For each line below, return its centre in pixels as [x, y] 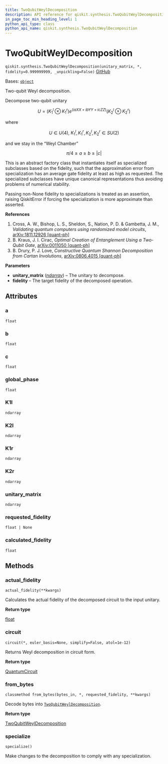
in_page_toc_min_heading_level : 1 [41, 19]
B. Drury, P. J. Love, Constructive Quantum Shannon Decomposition [83, 250]
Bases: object [19, 81]
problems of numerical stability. [38, 184]
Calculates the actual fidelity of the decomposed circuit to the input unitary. [83, 600]
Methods [19, 566]
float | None [19, 528]
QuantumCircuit [21, 671]
